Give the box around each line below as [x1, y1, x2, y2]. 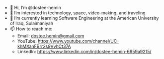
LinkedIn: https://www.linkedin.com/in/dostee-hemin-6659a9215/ [17, 49, 152, 54]
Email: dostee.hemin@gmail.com [17, 33, 84, 39]
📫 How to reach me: [9, 26, 53, 31]
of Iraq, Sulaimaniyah [9, 20, 54, 26]
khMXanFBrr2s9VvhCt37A [17, 43, 71, 49]
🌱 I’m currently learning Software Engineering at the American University [9, 15, 159, 21]
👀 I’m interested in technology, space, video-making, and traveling [9, 10, 146, 16]
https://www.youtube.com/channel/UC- [37, 38, 119, 44]
